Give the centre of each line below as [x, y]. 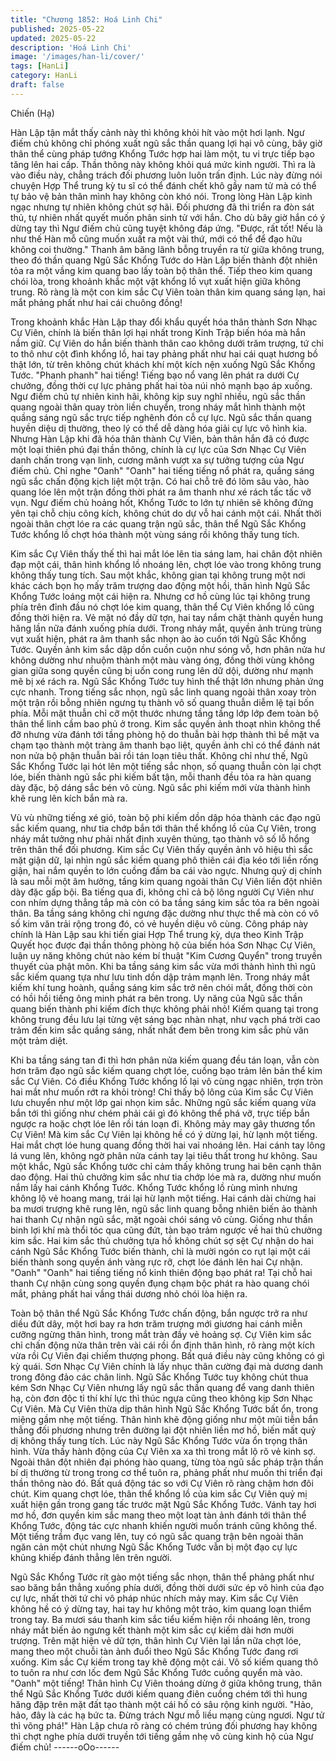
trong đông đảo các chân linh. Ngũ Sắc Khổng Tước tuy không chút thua [159, 1377]
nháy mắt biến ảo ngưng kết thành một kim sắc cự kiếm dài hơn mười [152, 1630]
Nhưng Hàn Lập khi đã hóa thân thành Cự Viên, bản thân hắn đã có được [160, 438]
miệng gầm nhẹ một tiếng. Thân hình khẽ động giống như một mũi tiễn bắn [164, 1419]
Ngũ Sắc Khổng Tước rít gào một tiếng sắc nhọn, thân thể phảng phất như [162, 1577]
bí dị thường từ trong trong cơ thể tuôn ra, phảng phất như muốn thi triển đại [166, 1472]
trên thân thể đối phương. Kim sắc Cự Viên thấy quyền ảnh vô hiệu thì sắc [161, 849]
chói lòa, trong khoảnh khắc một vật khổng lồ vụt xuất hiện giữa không [156, 281]
